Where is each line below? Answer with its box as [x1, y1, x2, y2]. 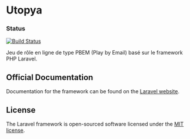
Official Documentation [6, 72, 94, 82]
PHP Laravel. [6, 55, 38, 62]
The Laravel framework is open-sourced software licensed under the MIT [6, 121, 184, 128]
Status [6, 25, 25, 33]
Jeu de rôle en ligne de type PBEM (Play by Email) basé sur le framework [6, 49, 184, 56]
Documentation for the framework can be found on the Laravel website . [6, 88, 179, 95]
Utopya [6, 4, 42, 17]
